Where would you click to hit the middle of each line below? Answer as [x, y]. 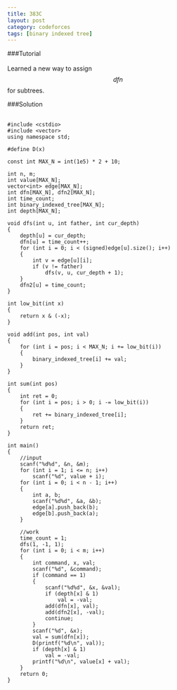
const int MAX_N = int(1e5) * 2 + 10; [64, 162]
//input [31, 458]
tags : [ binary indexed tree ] [50, 34]
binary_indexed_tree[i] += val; [80, 359]
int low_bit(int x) [36, 304]
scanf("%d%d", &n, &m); [55, 464]
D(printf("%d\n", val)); [69, 643]
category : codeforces [39, 27]
